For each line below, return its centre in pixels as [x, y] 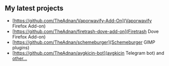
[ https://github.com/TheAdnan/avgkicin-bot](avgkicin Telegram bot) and [88, 53]
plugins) [21, 47]
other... [20, 58]
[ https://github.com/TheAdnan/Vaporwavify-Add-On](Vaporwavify [82, 20]
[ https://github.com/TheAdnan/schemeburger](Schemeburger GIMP [84, 42]
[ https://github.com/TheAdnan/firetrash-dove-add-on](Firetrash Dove [85, 31]
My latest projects [34, 8]
